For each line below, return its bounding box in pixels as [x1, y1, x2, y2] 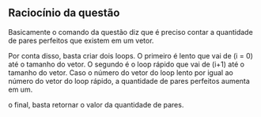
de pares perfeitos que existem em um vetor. [8, 36, 154, 45]
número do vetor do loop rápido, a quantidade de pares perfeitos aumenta [8, 76, 251, 85]
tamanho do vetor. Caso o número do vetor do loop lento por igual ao [8, 67, 233, 77]
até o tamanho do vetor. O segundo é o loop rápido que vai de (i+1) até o [8, 59, 245, 69]
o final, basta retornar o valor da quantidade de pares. [8, 100, 184, 109]
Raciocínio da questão [8, 6, 120, 20]
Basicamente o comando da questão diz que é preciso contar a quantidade [8, 27, 253, 36]
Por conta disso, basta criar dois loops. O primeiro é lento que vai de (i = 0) [8, 51, 253, 60]
